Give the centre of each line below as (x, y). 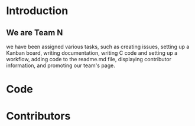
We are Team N (35, 33)
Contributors (38, 116)
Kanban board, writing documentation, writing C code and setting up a (92, 53)
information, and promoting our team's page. (61, 65)
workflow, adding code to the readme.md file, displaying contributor (89, 59)
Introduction (37, 11)
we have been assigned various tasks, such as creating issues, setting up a (98, 47)
